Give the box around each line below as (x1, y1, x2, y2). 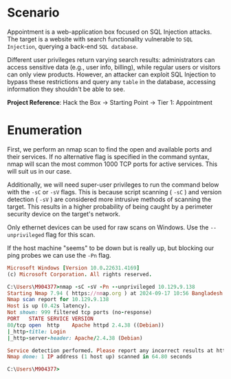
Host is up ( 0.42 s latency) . (7, 303, 91, 309)
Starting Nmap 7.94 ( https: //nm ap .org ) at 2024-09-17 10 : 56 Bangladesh (7, 289, 223, 297)
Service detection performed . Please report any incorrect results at (7, 347, 214, 354)
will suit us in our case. (7, 167, 72, 175)
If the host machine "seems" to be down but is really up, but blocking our (7, 243, 214, 252)
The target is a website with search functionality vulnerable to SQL (7, 34, 193, 43)
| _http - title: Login (7, 328, 67, 335)
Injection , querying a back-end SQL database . (7, 42, 138, 50)
